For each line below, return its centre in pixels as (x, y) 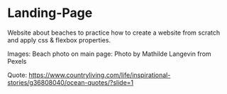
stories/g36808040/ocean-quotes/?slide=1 (71, 82)
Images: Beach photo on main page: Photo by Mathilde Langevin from (109, 54)
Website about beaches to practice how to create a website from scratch (114, 33)
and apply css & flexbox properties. (59, 40)
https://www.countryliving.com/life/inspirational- (99, 75)
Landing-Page (50, 13)
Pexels (17, 61)
